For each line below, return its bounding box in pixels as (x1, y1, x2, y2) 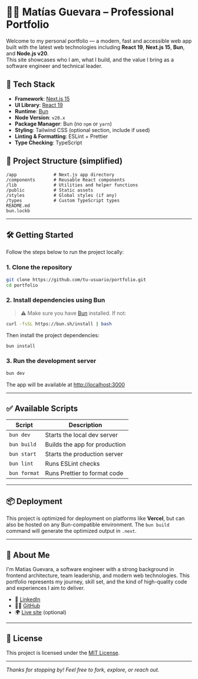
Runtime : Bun (14, 107, 49, 114)
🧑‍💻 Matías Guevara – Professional (6, 5, 174, 19)
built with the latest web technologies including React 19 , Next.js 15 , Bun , (6, 44, 185, 51)
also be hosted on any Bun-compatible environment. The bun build (6, 521, 170, 528)
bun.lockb (6, 207, 31, 214)
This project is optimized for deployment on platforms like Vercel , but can (6, 515, 185, 522)
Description (68, 421, 103, 429)
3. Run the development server (6, 357, 97, 365)
